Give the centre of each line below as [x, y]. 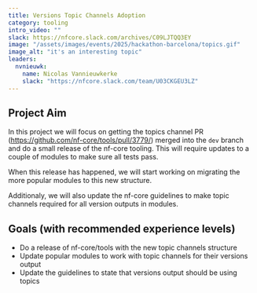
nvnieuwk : [31, 67]
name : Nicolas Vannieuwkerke [70, 74]
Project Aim [37, 113]
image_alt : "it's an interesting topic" [75, 52]
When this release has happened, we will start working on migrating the [124, 172]
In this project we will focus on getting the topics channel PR [106, 132]
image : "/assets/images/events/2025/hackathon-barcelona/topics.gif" [125, 45]
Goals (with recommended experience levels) [122, 229]
